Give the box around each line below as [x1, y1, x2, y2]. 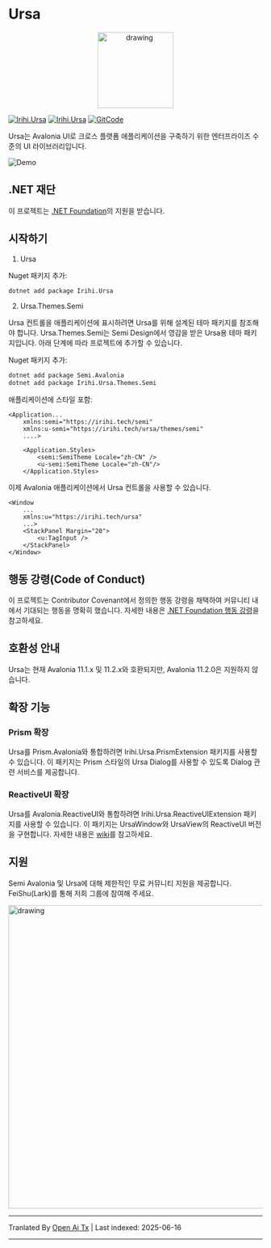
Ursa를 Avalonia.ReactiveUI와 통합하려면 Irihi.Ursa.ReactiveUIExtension [8, 809, 242, 819]
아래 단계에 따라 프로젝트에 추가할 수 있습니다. [38, 338, 183, 348]
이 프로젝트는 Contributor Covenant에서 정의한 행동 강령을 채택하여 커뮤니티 [8, 595, 250, 605]
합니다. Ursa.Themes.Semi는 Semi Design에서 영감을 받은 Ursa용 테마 [16, 328, 242, 338]
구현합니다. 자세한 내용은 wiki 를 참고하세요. [16, 829, 153, 839]
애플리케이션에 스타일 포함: [8, 395, 93, 404]
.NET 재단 [8, 183, 56, 197]
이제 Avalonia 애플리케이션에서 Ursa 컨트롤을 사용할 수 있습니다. [8, 483, 211, 493]
